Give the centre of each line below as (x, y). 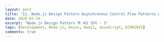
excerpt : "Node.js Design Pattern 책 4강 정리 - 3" (57, 23)
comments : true (20, 32)
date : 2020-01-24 (23, 18)
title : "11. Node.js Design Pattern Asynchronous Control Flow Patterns (81, 14)
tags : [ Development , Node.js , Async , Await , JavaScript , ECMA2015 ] (75, 28)
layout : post (18, 9)
